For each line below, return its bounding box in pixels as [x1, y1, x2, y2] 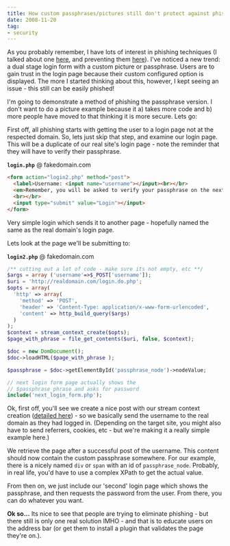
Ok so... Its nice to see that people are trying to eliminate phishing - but [7, 510, 209, 518]
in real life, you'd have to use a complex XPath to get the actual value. [7, 468, 204, 477]
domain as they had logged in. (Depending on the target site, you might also [7, 419, 221, 427]
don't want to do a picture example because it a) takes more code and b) [7, 105, 212, 113]
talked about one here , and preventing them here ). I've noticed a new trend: [7, 56, 220, 64]
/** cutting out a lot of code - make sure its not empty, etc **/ [7, 265, 204, 272]
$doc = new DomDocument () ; [7, 348, 84, 355]
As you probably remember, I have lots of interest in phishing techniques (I [7, 48, 217, 56]
